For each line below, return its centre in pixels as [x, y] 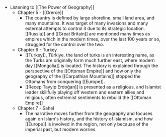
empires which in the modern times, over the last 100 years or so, [93, 39]
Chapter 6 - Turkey [37, 50]
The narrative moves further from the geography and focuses [89, 113]
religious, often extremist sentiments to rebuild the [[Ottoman [88, 97]
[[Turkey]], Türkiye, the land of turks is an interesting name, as [90, 55]
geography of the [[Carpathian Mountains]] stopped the [83, 76]
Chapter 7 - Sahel [36, 108]
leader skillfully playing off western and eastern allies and [85, 92]
